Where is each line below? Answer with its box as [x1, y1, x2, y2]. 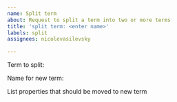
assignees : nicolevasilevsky [7, 36, 91, 43]
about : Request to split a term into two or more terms [7, 17, 171, 23]
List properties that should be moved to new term [7, 88, 147, 96]
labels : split [7, 29, 48, 37]
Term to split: [7, 61, 45, 69]
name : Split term [7, 10, 57, 17]
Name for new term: [7, 74, 64, 83]
